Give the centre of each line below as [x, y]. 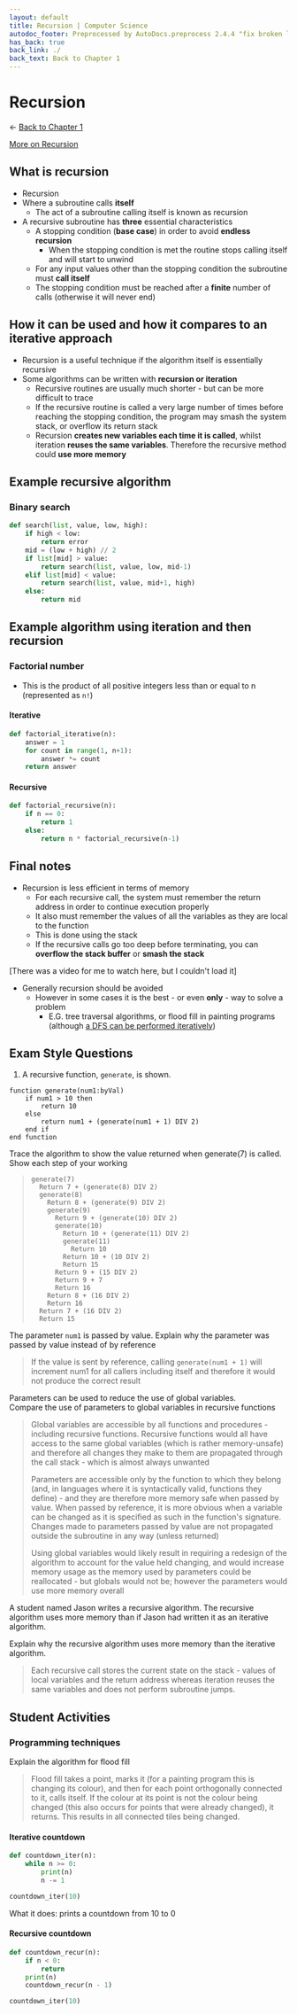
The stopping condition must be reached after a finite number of [153, 287]
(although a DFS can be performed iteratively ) [132, 1025]
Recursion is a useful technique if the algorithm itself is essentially [142, 360]
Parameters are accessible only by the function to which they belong [156, 1480]
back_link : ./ [35, 51]
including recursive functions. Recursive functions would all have [149, 1434]
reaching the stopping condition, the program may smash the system [161, 416]
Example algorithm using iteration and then [130, 627]
